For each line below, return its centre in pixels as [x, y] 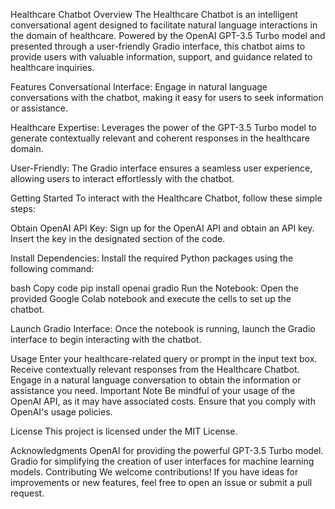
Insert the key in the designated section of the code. [118, 238]
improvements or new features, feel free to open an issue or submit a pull [161, 482]
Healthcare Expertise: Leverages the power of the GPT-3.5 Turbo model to [163, 127]
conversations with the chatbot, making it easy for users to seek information [167, 97]
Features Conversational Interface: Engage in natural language [139, 87]
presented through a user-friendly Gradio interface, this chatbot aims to [158, 46]
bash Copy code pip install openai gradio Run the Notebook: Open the [155, 288]
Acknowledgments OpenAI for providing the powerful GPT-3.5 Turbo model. [167, 450]
